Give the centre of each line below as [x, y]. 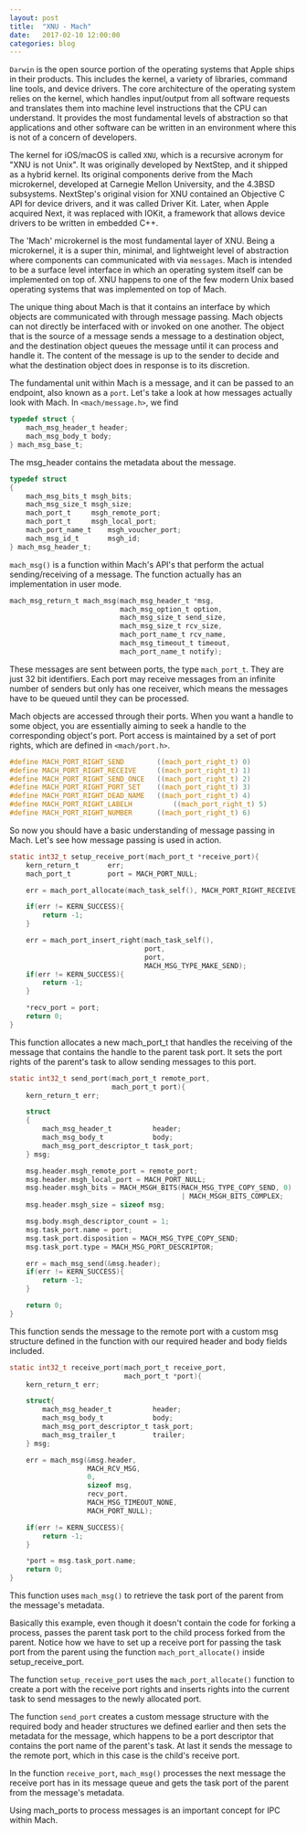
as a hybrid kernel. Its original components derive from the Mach [131, 175]
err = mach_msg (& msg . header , [81, 1460]
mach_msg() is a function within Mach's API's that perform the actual [137, 564]
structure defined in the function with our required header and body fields [148, 1341]
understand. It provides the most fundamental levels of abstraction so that [149, 118]
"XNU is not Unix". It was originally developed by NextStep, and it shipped [148, 165]
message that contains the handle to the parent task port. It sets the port [146, 1051]
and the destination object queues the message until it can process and [144, 346]
